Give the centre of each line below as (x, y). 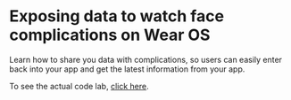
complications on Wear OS (110, 35)
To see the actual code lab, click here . (79, 86)
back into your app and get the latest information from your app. (127, 69)
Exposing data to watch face (117, 16)
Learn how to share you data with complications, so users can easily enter (146, 59)
